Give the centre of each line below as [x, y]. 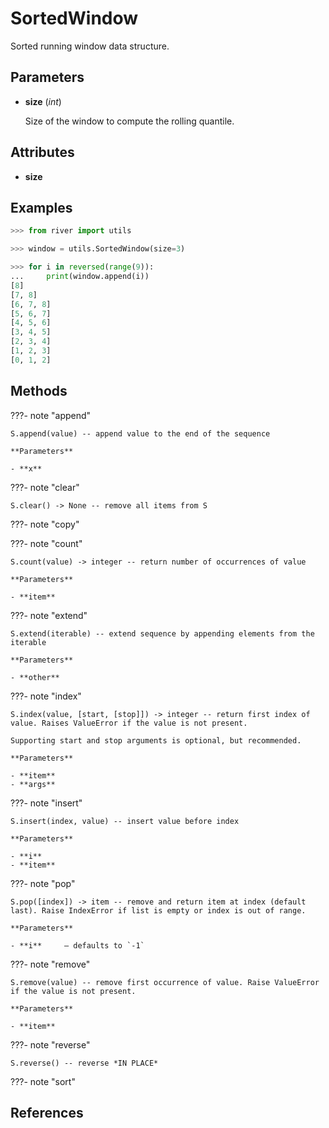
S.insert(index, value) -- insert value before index [125, 821]
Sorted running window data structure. [90, 46]
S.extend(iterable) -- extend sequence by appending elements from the [162, 633]
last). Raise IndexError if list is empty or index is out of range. [158, 910]
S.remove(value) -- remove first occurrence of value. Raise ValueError [165, 982]
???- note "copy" [45, 524]
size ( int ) [43, 101]
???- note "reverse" [50, 1044]
